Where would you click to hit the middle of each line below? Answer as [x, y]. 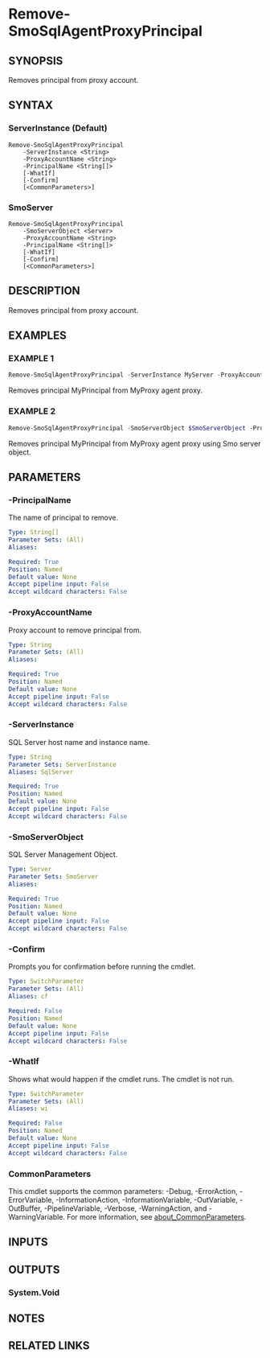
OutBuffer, [25, 1208]
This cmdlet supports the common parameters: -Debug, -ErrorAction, [123, 1191]
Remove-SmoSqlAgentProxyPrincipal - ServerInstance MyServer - [115, 375]
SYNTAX [31, 105]
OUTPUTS [34, 1269]
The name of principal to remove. [63, 518]
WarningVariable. [37, 1217]
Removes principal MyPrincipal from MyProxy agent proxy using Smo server [135, 443]
